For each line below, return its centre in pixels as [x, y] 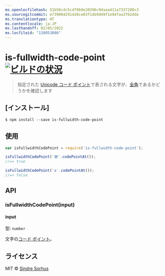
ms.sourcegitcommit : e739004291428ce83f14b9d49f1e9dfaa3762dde [72, 14]
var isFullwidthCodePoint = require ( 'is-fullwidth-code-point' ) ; [74, 148]
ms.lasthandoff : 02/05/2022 [34, 28]
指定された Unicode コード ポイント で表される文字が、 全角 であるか [86, 84]
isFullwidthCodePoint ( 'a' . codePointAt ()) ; [50, 171]
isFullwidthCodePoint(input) [40, 205]
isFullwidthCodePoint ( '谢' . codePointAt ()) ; [50, 157]
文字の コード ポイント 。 [30, 239]
